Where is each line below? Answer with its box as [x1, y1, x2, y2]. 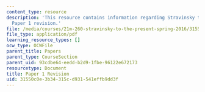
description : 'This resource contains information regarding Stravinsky [6, 15, 195, 21]
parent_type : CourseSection [6, 54, 78, 60]
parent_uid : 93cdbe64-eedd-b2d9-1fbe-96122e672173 [6, 59, 138, 65]
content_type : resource [6, 8, 67, 15]
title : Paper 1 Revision [6, 71, 70, 77]
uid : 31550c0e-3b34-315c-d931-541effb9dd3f [6, 76, 119, 82]
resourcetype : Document [6, 65, 67, 71]
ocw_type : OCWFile [6, 43, 53, 49]
